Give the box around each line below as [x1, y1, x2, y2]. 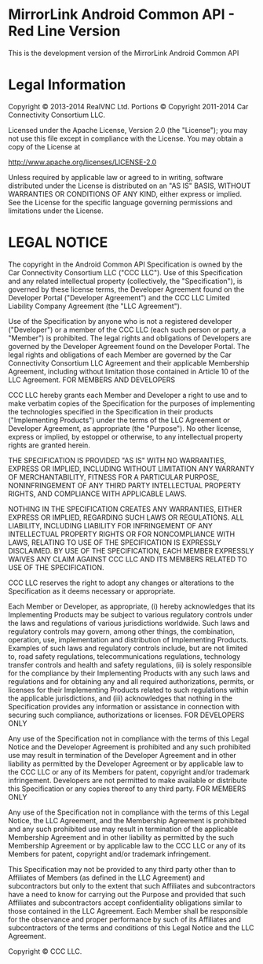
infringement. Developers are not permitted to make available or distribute [8, 775, 247, 785]
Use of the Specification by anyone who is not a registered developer [8, 316, 232, 326]
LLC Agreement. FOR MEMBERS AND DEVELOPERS [8, 375, 175, 384]
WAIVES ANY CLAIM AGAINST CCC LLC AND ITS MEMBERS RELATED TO [8, 554, 247, 564]
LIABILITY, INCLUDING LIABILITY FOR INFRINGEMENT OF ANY [8, 521, 214, 530]
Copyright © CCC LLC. [8, 946, 82, 956]
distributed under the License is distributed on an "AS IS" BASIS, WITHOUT [8, 181, 251, 190]
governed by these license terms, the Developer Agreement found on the [8, 285, 245, 294]
